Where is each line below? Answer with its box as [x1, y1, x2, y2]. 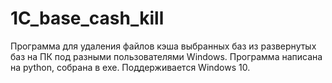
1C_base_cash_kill [10, 7, 165, 30]
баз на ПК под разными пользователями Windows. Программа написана [10, 50, 323, 62]
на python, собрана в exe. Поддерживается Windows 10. [10, 61, 251, 73]
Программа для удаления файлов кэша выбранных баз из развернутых [10, 40, 317, 52]
